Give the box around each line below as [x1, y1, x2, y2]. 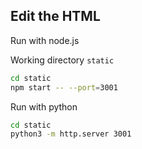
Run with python [10, 100, 78, 113]
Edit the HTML [10, 8, 101, 25]
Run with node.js [10, 34, 80, 46]
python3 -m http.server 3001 [10, 129, 132, 139]
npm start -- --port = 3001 [10, 82, 118, 93]
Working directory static [10, 54, 115, 66]
